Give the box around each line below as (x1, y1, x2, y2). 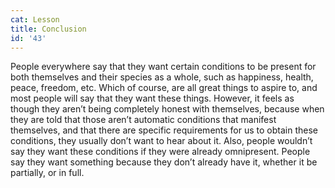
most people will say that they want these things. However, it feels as (10, 92, 295, 105)
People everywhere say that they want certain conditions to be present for (10, 61, 317, 73)
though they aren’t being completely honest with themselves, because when (10, 103, 325, 115)
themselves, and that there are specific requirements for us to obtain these (10, 124, 318, 136)
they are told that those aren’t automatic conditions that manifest (10, 114, 277, 126)
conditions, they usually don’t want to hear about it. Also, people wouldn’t (10, 135, 313, 147)
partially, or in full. (10, 167, 85, 179)
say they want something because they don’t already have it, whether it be (10, 156, 318, 168)
